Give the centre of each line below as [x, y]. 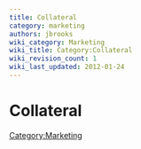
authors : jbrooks [41, 34]
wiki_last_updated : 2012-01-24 [67, 67]
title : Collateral [43, 17]
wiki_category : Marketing [57, 42]
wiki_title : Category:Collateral [71, 51]
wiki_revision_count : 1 [53, 59]
